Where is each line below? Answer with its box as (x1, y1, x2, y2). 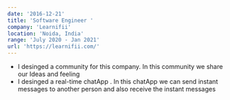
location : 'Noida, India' (7, 30, 84, 37)
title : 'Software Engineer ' (7, 17, 94, 24)
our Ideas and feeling (17, 70, 80, 78)
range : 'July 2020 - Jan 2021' (7, 37, 100, 44)
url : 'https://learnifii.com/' (7, 43, 100, 50)
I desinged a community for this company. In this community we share (17, 63, 224, 70)
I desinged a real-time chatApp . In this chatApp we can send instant (17, 77, 219, 85)
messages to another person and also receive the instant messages (17, 85, 217, 93)
